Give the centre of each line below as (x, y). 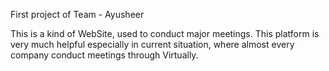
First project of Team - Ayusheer (77, 14)
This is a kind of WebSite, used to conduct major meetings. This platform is (165, 33)
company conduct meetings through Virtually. (104, 55)
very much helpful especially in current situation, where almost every (152, 44)
